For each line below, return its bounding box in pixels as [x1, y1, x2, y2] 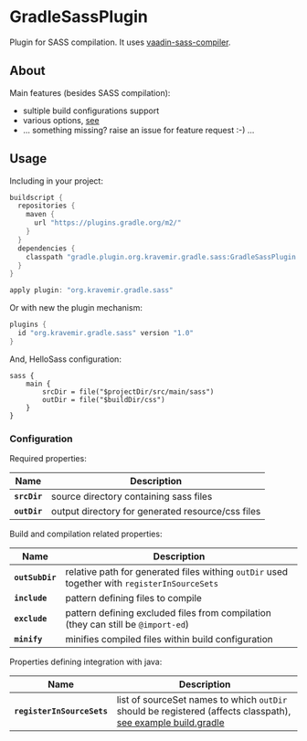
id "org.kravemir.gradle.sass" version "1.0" [17, 329, 195, 338]
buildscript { [9, 193, 64, 202]
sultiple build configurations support [22, 105, 160, 116]
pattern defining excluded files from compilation [65, 607, 271, 619]
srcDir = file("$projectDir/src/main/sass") [42, 386, 215, 397]
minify [14, 634, 43, 645]
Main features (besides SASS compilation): [9, 87, 171, 98]
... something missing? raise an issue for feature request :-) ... [22, 124, 255, 135]
